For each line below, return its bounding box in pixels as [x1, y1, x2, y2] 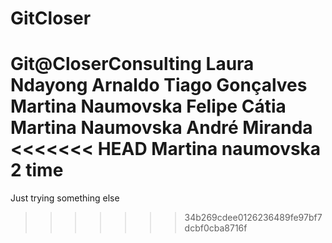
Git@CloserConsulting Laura [10, 53, 255, 76]
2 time [10, 159, 64, 182]
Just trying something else [10, 192, 120, 204]
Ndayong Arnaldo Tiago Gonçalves [10, 74, 308, 97]
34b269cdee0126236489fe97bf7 [184, 212, 323, 224]
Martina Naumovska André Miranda [10, 117, 313, 139]
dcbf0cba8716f [184, 222, 248, 234]
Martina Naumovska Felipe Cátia [10, 95, 287, 118]
